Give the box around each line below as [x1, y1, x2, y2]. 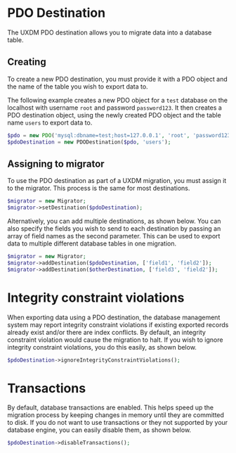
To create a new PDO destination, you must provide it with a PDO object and [7, 75, 228, 83]
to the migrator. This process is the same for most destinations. [7, 184, 190, 193]
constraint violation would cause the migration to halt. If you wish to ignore [7, 336, 223, 344]
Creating [7, 56, 47, 68]
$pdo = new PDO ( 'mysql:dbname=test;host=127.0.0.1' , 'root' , [7, 132, 190, 139]
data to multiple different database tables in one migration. [7, 239, 177, 248]
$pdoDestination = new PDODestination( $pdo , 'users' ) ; [7, 139, 171, 146]
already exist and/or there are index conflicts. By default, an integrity [7, 328, 206, 336]
